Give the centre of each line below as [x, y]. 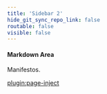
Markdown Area [31, 54]
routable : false [30, 26]
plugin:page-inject [33, 83]
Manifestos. [24, 70]
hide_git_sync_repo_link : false [53, 20]
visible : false [29, 33]
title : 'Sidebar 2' [35, 13]
